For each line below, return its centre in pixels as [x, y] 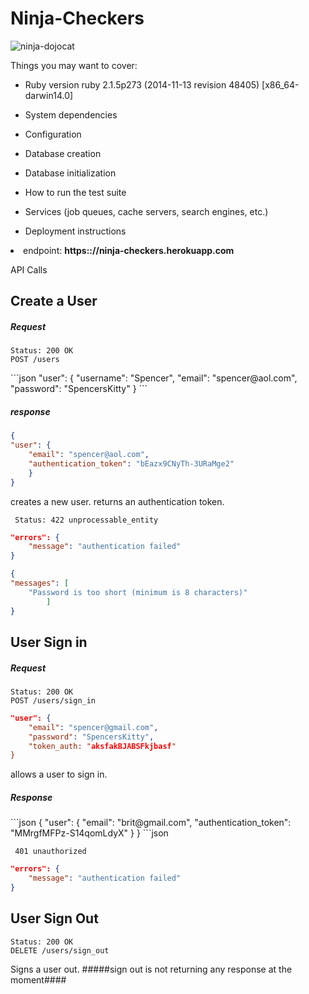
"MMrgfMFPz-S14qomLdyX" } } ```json [89, 833]
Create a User [54, 301]
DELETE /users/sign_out [60, 950]
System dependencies [71, 114]
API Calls [29, 269]
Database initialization [70, 173]
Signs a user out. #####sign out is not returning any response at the [151, 969]
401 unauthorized [50, 852]
